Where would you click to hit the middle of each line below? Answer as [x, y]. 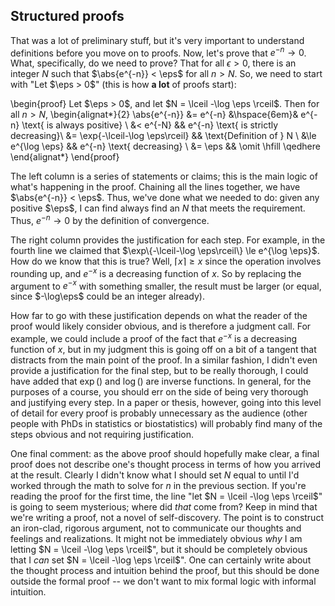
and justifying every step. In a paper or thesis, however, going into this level [166, 403]
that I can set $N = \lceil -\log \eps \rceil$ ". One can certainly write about [161, 560]
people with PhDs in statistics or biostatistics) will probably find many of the [166, 424]
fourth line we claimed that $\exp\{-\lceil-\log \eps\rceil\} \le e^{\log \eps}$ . [165, 251]
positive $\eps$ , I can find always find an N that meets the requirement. [158, 208]
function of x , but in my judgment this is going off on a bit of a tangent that [163, 350]
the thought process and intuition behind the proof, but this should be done [165, 571]
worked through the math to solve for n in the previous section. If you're [158, 486]
